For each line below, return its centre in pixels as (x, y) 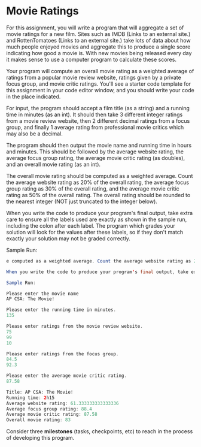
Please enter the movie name (42, 294)
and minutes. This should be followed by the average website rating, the (95, 152)
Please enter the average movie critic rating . (67, 376)
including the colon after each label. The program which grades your (91, 225)
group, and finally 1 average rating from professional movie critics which (95, 127)
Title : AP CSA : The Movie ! (40, 392)
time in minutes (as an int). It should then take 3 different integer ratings (95, 114)
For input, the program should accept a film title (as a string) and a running (98, 108)
